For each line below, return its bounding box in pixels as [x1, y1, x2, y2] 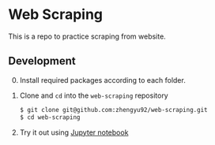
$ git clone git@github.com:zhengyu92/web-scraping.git [19, 106, 208, 113]
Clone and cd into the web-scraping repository [19, 91, 168, 100]
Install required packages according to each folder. [19, 75, 186, 84]
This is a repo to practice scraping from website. [8, 32, 166, 41]
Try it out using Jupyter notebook [19, 128, 129, 137]
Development [8, 54, 77, 68]
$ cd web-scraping [19, 113, 81, 121]
